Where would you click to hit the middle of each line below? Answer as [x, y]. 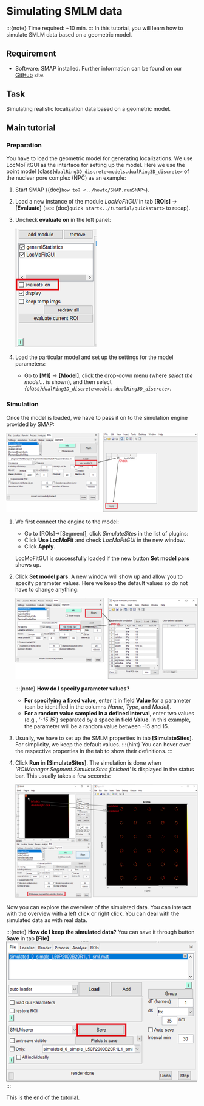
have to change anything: [47, 589]
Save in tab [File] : [29, 938]
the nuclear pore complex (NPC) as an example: [66, 178]
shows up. [28, 564]
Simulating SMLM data [64, 11]
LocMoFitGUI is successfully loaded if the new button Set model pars [102, 558]
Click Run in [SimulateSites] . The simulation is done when [88, 763]
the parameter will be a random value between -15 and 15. [97, 726]
